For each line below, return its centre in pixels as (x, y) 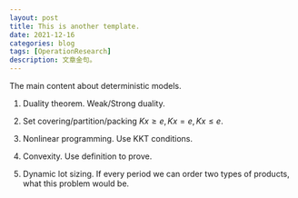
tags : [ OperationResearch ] (60, 52)
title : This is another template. (75, 26)
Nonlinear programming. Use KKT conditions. (108, 139)
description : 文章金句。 (53, 60)
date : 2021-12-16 (42, 35)
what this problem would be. (76, 183)
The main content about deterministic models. (95, 86)
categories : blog (42, 43)
